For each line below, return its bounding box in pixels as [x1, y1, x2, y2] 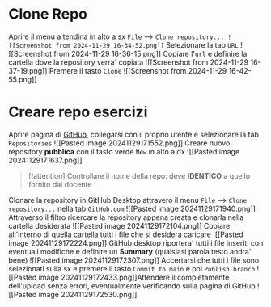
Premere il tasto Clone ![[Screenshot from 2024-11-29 [49, 65, 227, 75]
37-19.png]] [8, 65, 48, 75]
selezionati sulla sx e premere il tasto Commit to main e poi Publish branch [8, 263, 256, 273]
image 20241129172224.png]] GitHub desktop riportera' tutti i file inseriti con [8, 238, 264, 247]
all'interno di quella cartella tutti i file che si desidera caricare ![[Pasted [8, 229, 244, 239]
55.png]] [8, 74, 37, 84]
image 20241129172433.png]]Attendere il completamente [38, 272, 230, 282]
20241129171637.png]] [8, 155, 83, 165]
